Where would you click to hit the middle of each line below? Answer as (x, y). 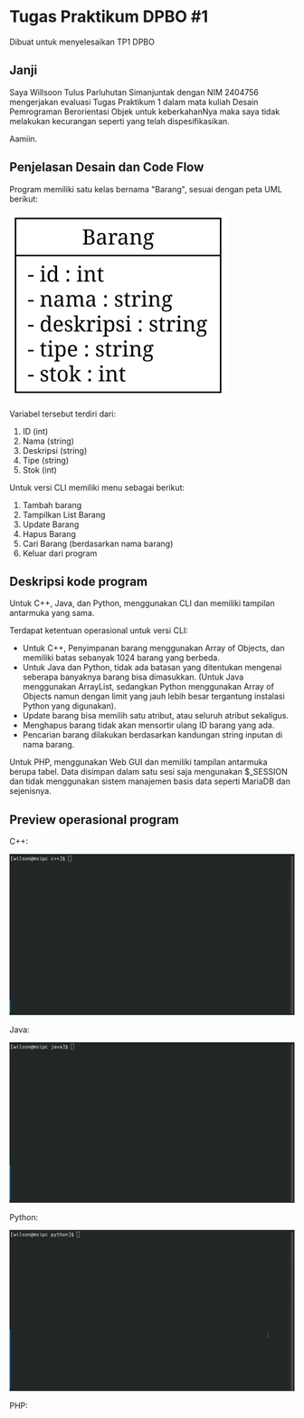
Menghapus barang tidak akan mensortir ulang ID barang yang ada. (148, 725)
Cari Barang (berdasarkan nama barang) (98, 543)
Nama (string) (48, 441)
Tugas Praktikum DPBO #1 (109, 17)
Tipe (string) (46, 460)
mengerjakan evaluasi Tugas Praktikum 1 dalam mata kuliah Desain (134, 102)
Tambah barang (52, 504)
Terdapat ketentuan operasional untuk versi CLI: (99, 631)
